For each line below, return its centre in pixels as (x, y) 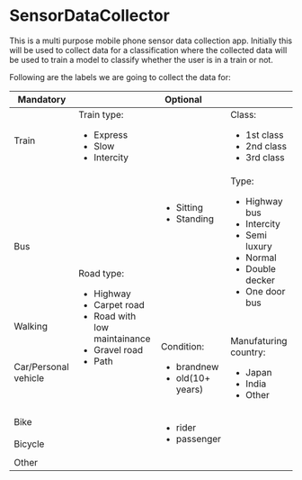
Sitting (190, 207)
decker (261, 280)
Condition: (182, 346)
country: (248, 352)
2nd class (266, 146)
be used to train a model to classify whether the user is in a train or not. (142, 59)
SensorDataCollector (90, 16)
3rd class (265, 157)
